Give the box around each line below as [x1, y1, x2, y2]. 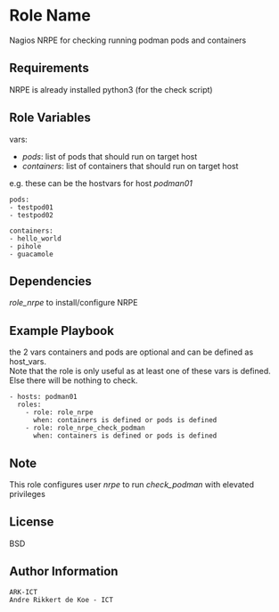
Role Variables [9, 110, 91, 126]
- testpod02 [9, 210, 53, 219]
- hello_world [9, 233, 62, 243]
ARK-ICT [9, 587, 38, 597]
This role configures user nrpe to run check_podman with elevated [9, 479, 254, 490]
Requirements [9, 61, 89, 76]
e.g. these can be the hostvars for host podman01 [9, 177, 193, 188]
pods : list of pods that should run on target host [21, 151, 198, 161]
